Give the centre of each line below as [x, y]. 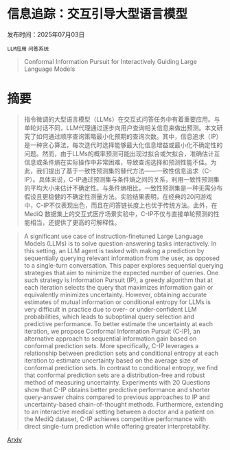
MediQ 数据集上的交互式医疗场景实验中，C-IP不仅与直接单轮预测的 [119, 213]
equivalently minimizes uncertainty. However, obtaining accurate [115, 294]
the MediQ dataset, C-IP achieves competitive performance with [115, 419]
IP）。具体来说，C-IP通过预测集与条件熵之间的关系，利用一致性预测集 [122, 179]
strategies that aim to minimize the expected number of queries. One [121, 272]
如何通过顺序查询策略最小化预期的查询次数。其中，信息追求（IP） [129, 136]
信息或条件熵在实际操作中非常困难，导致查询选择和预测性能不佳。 [117, 162]
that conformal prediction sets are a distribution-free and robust [114, 375]
